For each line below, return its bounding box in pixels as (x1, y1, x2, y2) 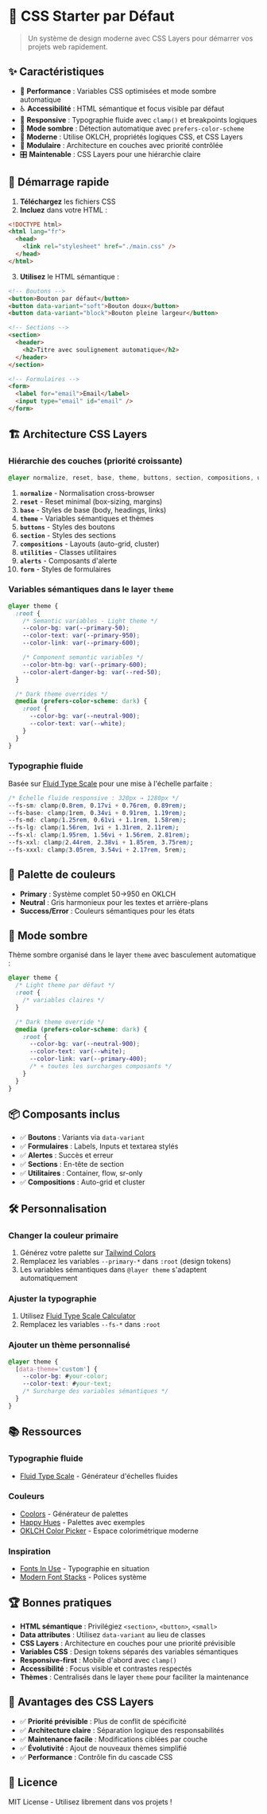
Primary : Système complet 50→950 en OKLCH (19, 889, 176, 899)
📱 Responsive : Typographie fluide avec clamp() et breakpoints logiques (19, 115, 257, 124)
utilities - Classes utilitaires (19, 547, 117, 556)
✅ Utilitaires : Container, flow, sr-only (19, 1168, 143, 1178)
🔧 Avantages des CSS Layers (8, 1695, 154, 1709)
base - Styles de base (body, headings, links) (19, 505, 167, 514)
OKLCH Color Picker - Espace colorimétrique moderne (19, 1526, 199, 1535)
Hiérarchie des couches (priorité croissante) (8, 455, 183, 466)
